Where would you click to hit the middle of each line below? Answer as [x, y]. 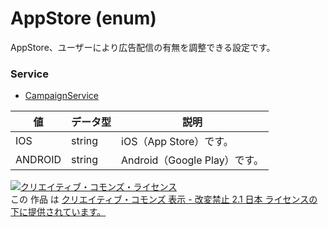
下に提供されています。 [58, 212]
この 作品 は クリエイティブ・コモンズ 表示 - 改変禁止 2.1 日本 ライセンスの [164, 199]
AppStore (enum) [83, 18]
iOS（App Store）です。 [177, 142]
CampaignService [62, 96]
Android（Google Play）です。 [193, 160]
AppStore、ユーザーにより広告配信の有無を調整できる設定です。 [143, 47]
